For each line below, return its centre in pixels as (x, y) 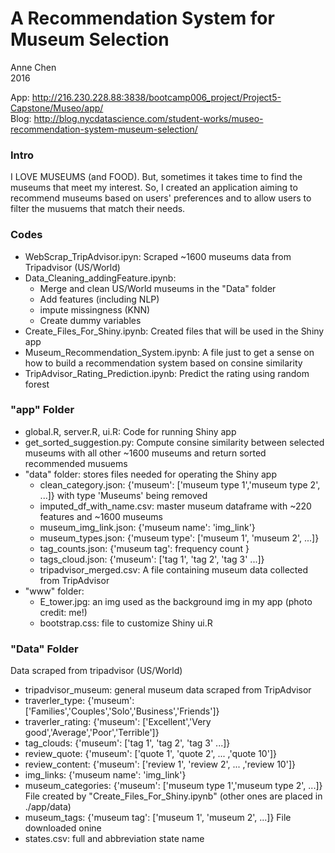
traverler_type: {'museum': (79, 701)
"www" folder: (54, 591)
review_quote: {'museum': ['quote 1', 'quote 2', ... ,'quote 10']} (150, 754)
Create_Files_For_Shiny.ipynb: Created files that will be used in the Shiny (174, 331)
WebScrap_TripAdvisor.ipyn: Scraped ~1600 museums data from (158, 256)
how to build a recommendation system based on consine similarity (163, 363)
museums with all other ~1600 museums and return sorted (145, 453)
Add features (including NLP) (99, 299)
